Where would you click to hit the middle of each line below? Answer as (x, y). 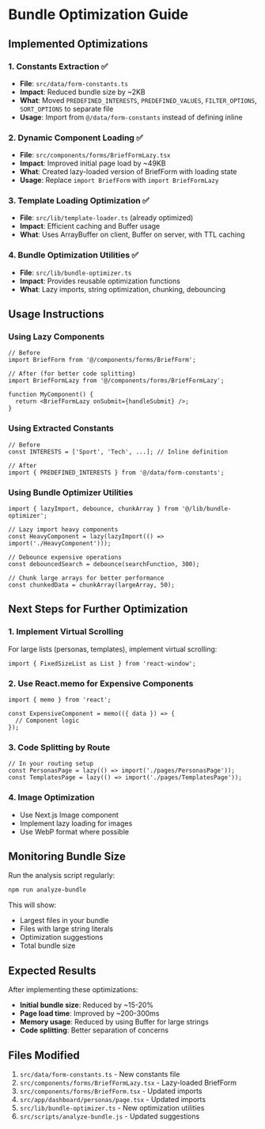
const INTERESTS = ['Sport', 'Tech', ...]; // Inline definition (118, 452)
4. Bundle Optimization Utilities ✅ (74, 255)
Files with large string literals (66, 929)
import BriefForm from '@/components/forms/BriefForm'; (102, 360)
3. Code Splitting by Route (59, 747)
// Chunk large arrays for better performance (86, 578)
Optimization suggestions (61, 937)
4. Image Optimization (51, 797)
